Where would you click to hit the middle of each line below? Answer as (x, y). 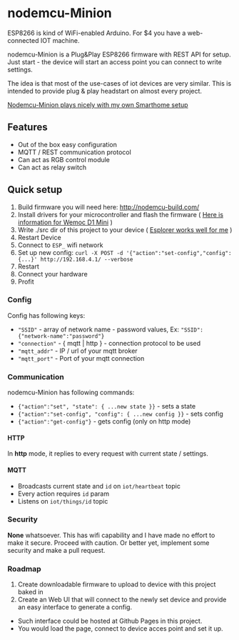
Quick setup (35, 190)
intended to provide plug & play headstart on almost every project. (105, 91)
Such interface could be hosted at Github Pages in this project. (110, 621)
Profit (26, 281)
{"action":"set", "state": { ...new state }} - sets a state (107, 406)
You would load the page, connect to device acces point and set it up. (120, 629)
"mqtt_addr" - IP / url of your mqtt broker (77, 351)
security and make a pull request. (56, 550)
